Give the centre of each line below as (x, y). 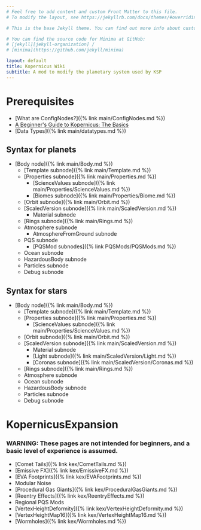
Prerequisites (40, 101)
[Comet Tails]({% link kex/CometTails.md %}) (71, 464)
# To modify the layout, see (42, 17)
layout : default (26, 61)
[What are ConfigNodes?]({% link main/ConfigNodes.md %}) (90, 118)
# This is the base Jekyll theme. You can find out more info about (93, 28)
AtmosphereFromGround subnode (75, 234)
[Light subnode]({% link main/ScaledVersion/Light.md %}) (104, 356)
